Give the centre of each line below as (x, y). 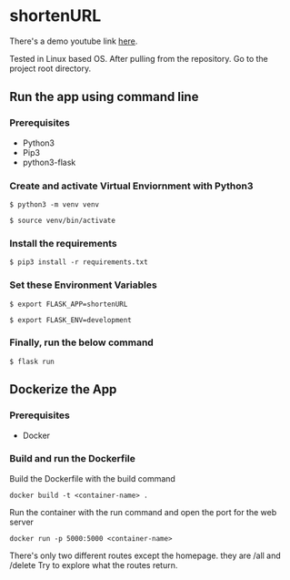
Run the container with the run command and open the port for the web (143, 512)
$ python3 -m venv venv (55, 204)
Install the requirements (63, 243)
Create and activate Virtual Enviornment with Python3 (131, 186)
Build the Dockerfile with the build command (92, 478)
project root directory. (50, 68)
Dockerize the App (63, 389)
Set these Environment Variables (83, 285)
